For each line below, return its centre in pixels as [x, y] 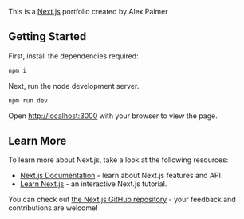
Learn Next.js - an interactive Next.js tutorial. [93, 184]
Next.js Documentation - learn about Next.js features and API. [121, 176]
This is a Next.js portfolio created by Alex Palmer [88, 12]
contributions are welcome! [53, 208]
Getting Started [47, 36]
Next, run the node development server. [74, 86]
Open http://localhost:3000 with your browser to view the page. [113, 116]
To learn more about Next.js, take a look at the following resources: [118, 160]
